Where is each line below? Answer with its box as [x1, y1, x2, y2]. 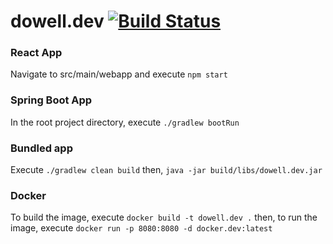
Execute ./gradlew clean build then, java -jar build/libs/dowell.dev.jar [10, 164, 323, 176]
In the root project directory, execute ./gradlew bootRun [10, 116, 240, 128]
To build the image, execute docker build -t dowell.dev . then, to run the [10, 211, 318, 224]
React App [10, 46, 63, 60]
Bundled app [10, 141, 73, 155]
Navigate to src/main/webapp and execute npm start [10, 68, 228, 80]
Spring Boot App [10, 93, 93, 107]
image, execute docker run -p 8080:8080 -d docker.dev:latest [10, 222, 273, 234]
